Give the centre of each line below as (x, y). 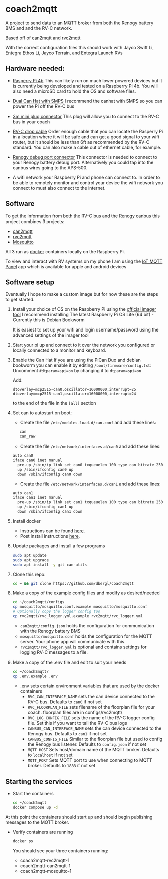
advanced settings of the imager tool (50, 335)
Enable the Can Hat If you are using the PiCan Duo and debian (77, 360)
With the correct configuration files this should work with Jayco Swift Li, (79, 47)
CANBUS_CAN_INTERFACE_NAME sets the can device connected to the (95, 728)
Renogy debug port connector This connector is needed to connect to (85, 157)
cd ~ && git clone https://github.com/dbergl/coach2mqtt (73, 583)
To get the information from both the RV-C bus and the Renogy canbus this (83, 216)
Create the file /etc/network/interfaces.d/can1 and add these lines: (91, 484)
